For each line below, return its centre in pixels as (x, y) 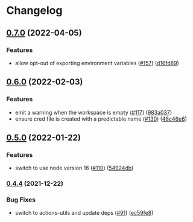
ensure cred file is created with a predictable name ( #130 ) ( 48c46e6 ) (101, 119)
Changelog (34, 11)
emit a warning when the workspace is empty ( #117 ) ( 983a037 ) (93, 112)
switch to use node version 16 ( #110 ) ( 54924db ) (74, 168)
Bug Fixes (21, 200)
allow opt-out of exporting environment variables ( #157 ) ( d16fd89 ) (97, 63)
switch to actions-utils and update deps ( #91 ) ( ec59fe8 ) (84, 213)
